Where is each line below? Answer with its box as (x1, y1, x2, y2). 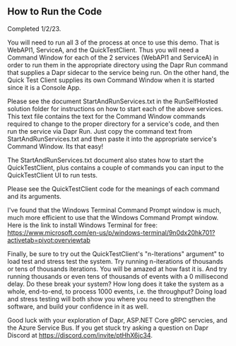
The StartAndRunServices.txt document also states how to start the (7, 156, 204, 164)
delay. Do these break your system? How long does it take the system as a (7, 279, 224, 288)
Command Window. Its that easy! (7, 142, 104, 151)
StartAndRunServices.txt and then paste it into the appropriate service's (7, 134, 217, 143)
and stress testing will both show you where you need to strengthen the (7, 294, 216, 303)
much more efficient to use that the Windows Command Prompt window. (7, 213, 219, 221)
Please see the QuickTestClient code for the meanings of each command (7, 184, 220, 193)
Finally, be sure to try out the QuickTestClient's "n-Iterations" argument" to (7, 249, 225, 258)
